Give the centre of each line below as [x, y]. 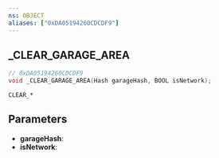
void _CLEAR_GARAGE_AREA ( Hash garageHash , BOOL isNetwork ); [110, 81]
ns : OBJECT [26, 15]
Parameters [38, 119]
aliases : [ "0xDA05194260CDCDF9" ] [64, 23]
